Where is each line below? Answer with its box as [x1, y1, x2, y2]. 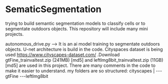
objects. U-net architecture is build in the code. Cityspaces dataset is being [5, 46, 163, 52]
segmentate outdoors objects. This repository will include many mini [5, 25, 148, 31]
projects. [5, 31, 24, 37]
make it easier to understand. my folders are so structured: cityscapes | [5, 67, 155, 74]
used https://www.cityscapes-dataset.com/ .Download [5, 52, 120, 58]
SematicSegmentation [5, 4, 102, 15]
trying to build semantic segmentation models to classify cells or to [5, 20, 146, 26]
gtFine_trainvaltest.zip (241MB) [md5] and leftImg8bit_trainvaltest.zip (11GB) [5, 57, 163, 63]
